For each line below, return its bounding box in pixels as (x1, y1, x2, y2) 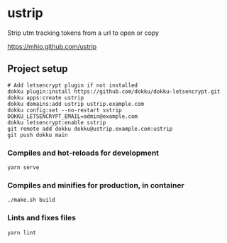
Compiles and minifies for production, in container (7, 180, 184, 190)
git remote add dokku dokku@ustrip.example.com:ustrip (7, 125, 173, 132)
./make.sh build (7, 197, 55, 204)
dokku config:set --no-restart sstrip (7, 107, 122, 114)
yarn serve (7, 164, 40, 171)
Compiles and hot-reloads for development (7, 148, 160, 158)
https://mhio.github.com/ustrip (7, 42, 97, 50)
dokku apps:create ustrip (7, 94, 84, 101)
